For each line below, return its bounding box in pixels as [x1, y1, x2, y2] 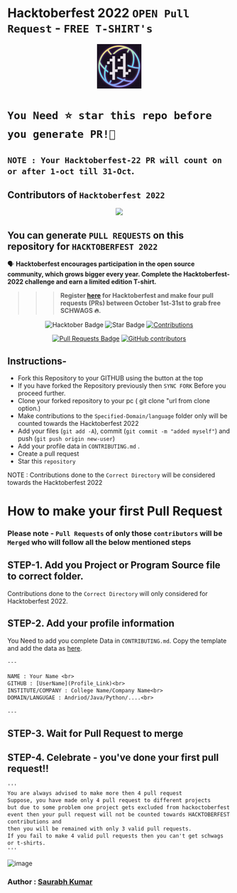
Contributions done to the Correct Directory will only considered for [7, 589, 208, 598]
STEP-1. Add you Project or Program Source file [7, 560, 221, 572]
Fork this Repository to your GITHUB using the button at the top [17, 373, 204, 382]
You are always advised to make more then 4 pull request [7, 789, 182, 797]
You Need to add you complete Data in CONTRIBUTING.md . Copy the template [7, 636, 227, 645]
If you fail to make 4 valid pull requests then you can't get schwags [7, 832, 224, 840]
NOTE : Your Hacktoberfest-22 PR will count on [7, 155, 222, 165]
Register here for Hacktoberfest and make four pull [60, 292, 214, 300]
